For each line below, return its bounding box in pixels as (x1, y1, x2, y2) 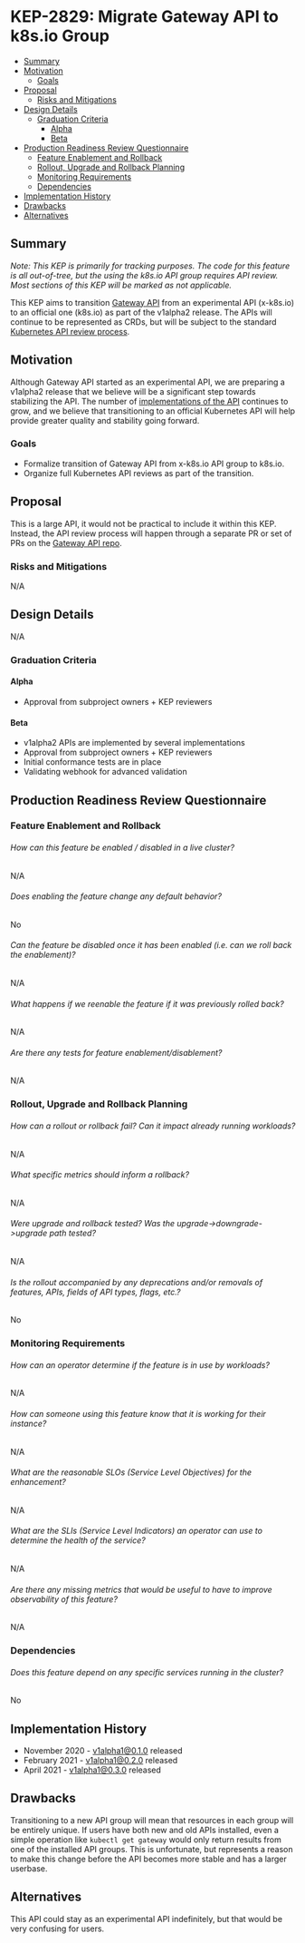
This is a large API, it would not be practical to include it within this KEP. (10, 518, 277, 529)
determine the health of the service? (10, 1535, 146, 1546)
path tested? (49, 1227, 97, 1239)
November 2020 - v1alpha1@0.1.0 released (23, 1745, 183, 1756)
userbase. (10, 1862, 48, 1874)
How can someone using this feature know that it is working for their (10, 1408, 266, 1419)
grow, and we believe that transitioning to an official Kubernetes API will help (10, 405, 296, 416)
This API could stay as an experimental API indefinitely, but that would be (10, 1913, 283, 1924)
